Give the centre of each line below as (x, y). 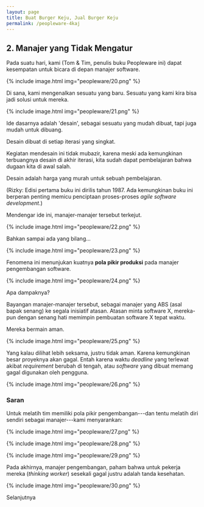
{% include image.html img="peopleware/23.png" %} (73, 251)
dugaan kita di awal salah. (39, 166)
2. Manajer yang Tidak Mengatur (69, 48)
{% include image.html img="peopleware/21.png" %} (73, 111)
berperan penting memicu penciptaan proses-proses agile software (91, 197)
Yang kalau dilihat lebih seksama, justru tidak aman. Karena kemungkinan (98, 353)
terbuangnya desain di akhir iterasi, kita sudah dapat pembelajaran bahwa (99, 160)
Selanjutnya (21, 498)
